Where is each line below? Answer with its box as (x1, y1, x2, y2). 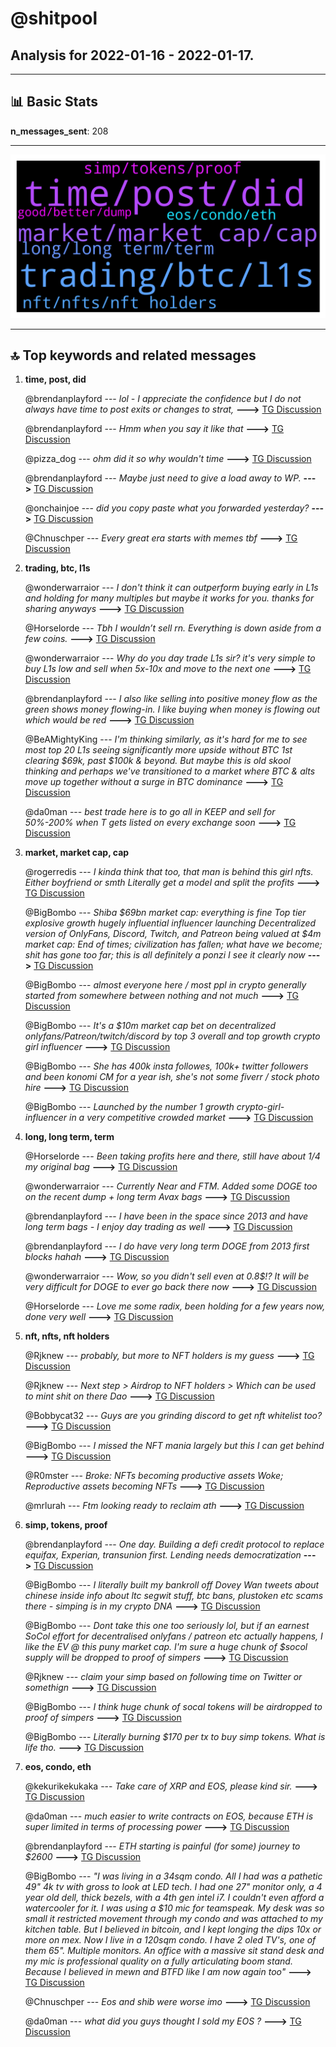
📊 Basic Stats (10, 93, 98, 111)
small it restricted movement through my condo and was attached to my (24, 1913, 323, 1925)
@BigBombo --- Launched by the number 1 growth (24, 1101, 235, 1113)
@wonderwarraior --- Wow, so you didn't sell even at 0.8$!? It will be (24, 1270, 310, 1282)
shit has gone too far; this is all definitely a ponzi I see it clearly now (24, 949, 306, 961)
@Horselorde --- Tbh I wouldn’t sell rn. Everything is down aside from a (24, 622, 322, 634)
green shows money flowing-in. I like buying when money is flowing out (24, 703, 321, 716)
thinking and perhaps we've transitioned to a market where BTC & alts (24, 765, 316, 777)
